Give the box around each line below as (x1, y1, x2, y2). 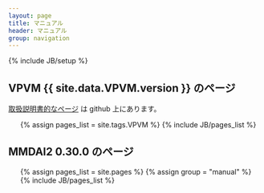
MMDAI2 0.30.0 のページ (8, 145, 134, 159)
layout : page (8, 11, 52, 20)
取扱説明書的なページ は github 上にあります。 (8, 104, 161, 114)
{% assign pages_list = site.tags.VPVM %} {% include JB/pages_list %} (19, 120, 257, 130)
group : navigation (8, 34, 70, 42)
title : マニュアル (8, 19, 64, 27)
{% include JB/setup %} (8, 56, 88, 66)
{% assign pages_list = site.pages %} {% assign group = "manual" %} (19, 167, 252, 176)
